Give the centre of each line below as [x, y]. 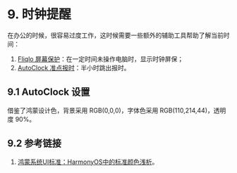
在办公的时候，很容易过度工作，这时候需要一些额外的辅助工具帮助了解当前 [115, 35]
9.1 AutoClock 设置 [49, 92]
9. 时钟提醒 [39, 14]
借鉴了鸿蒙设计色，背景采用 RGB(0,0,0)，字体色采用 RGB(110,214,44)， [110, 110]
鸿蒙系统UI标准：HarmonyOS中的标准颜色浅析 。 [88, 162]
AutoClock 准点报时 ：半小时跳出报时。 [74, 68]
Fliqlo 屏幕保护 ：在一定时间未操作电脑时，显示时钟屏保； [101, 59]
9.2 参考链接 [35, 144]
